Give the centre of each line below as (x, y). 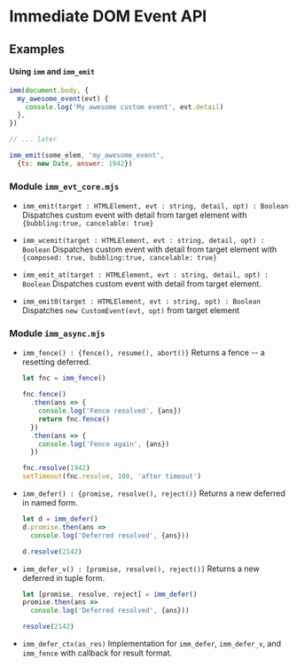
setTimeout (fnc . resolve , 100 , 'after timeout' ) (112, 476)
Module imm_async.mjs (57, 333)
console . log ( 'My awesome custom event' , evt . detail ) (125, 107)
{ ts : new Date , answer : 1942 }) (75, 163)
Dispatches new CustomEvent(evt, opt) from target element (131, 310)
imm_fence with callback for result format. (97, 653)
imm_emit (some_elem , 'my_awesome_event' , (87, 156)
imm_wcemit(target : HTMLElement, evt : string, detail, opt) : (143, 241)
